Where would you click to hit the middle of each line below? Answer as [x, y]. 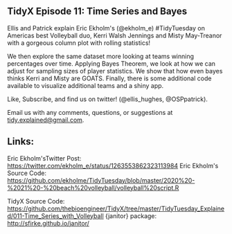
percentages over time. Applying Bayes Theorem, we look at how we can [111, 63]
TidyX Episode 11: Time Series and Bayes [97, 11]
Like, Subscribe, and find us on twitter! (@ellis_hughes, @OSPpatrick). [107, 99]
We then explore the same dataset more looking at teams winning [101, 56]
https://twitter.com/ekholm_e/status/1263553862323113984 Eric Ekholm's [113, 165]
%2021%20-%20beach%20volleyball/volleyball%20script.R [93, 188]
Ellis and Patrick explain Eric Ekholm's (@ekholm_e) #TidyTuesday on [106, 28]
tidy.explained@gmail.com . [46, 120]
